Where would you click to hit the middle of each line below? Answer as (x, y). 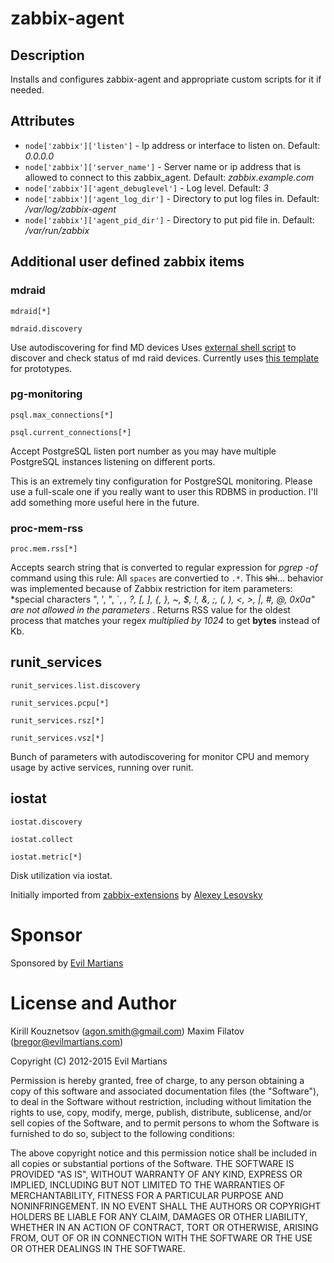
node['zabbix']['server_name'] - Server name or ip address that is (163, 166)
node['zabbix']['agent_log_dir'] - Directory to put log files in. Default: (172, 198)
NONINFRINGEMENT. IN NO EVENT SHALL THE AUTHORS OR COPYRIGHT (166, 1206)
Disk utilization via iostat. (61, 875)
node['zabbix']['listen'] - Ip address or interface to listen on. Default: (172, 145)
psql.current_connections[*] (71, 432)
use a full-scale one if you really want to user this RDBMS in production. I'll (164, 491)
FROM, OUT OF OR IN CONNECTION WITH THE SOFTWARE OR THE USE (161, 1238)
